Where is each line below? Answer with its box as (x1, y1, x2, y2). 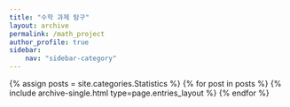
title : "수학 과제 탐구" (9, 12, 90, 22)
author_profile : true (9, 37, 90, 47)
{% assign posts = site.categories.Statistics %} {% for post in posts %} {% (9, 79, 282, 88)
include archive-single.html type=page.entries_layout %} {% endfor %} (9, 88, 270, 98)
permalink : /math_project (9, 29, 105, 38)
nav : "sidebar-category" (25, 54, 117, 63)
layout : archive (9, 21, 69, 30)
